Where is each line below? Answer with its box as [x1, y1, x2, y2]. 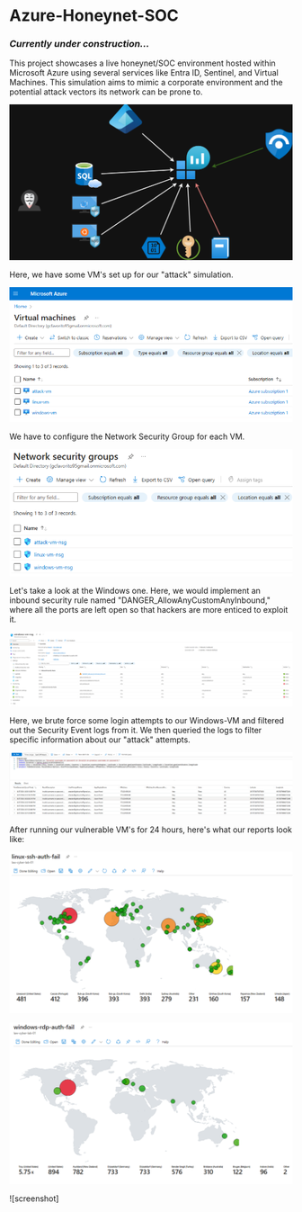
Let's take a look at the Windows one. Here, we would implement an [9, 586, 261, 597]
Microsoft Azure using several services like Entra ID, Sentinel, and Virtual [9, 67, 279, 78]
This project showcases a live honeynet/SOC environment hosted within [9, 58, 276, 68]
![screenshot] [9, 1193, 59, 1204]
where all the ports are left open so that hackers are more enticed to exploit [9, 605, 289, 615]
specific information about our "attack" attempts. [9, 734, 191, 745]
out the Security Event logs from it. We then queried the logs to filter [9, 724, 262, 735]
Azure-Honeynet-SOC [9, 5, 180, 26]
